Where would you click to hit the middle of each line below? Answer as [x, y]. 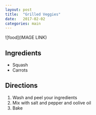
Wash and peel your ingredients [45, 97]
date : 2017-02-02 [25, 19]
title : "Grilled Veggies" [33, 14]
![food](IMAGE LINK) [26, 38]
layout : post [19, 10]
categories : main [23, 23]
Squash [20, 65]
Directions [22, 86]
